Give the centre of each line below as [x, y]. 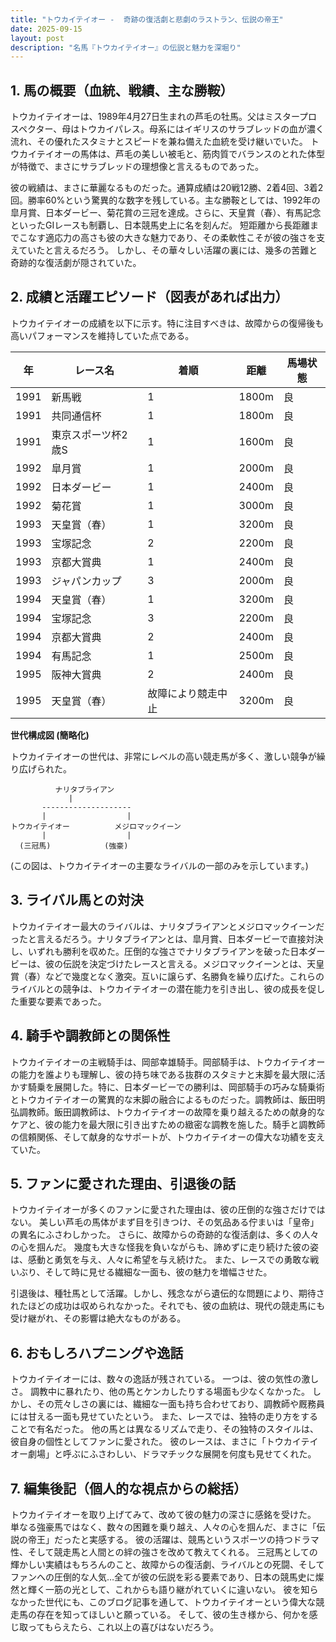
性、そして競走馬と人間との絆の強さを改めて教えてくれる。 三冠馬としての [164, 1552]
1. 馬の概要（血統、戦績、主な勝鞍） [122, 90]
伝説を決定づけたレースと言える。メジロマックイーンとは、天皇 [193, 963]
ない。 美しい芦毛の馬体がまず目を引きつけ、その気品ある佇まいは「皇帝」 [165, 1222]
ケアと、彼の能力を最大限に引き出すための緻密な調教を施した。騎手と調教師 [168, 1124]
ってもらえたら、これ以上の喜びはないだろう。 [123, 1627]
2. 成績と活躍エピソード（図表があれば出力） [149, 297]
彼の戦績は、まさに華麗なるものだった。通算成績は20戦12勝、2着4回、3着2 [167, 188]
